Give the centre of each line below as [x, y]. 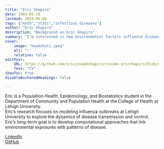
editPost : [15, 60]
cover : [12, 42]
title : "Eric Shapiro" [28, 10]
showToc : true [20, 73]
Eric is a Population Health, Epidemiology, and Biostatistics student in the [78, 96]
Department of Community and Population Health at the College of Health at [82, 101]
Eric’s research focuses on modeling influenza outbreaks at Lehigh [72, 111]
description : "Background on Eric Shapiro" [50, 32]
